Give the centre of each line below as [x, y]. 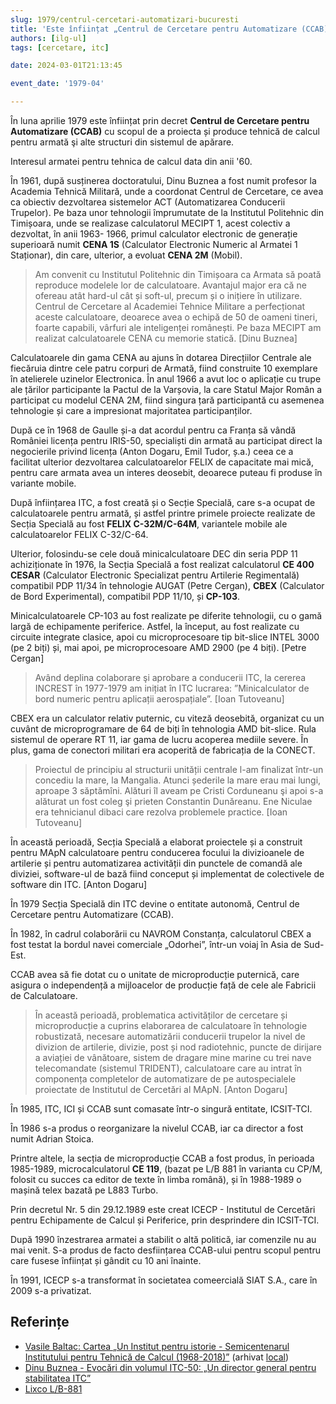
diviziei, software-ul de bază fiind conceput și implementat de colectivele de [167, 874]
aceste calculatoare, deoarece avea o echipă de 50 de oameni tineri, [176, 317]
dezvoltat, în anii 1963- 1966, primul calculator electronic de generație [154, 234]
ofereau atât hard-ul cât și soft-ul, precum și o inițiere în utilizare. [168, 295]
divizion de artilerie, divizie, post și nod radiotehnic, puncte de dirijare [178, 1047]
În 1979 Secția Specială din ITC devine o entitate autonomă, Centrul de [155, 904]
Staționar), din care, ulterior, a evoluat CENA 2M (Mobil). [126, 255]
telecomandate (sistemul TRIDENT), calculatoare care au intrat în [168, 1068]
